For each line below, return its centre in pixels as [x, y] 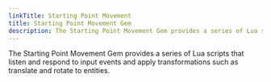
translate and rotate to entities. [59, 71]
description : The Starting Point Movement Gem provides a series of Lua [133, 31]
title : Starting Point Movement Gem [70, 23]
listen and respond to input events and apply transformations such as [123, 62]
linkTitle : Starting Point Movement [70, 16]
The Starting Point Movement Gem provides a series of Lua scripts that [126, 54]
